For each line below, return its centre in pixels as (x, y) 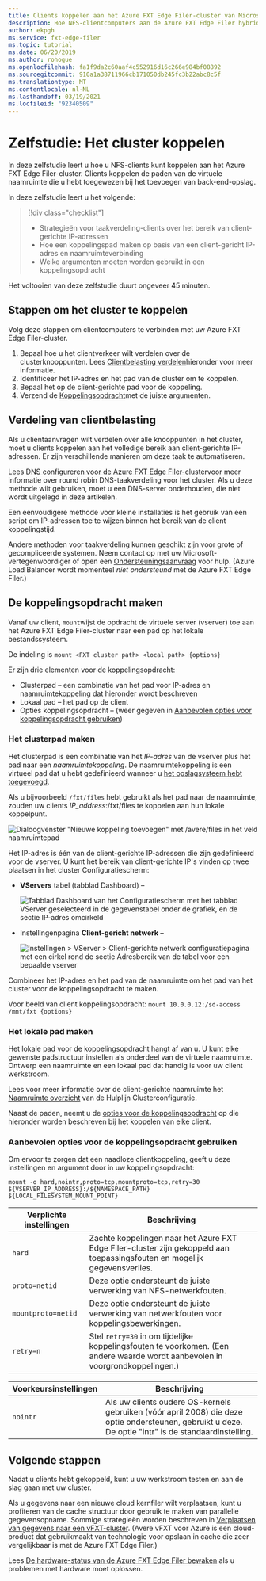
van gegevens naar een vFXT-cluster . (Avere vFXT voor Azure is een (120, 1528)
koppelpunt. (28, 814)
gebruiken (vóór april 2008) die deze (174, 1412)
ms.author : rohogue (40, 60)
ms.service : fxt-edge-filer (55, 38)
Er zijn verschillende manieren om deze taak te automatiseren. (144, 456)
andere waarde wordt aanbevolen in (156, 1356)
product (21, 1537)
